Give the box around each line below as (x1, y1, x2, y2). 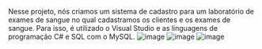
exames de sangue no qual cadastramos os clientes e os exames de (8, 15, 231, 24)
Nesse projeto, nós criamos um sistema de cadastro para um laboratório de (8, 7, 255, 16)
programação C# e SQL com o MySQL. (8, 32, 135, 41)
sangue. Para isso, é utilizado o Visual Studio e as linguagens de (8, 24, 218, 32)
